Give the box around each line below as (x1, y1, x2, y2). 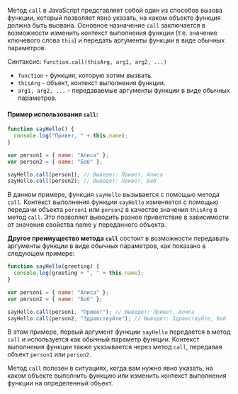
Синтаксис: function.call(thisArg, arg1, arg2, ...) (7, 57, 167, 66)
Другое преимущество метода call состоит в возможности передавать (7, 234, 229, 243)
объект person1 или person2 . (7, 350, 91, 359)
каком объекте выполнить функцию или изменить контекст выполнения (7, 371, 227, 380)
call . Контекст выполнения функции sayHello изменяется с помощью (7, 198, 219, 206)
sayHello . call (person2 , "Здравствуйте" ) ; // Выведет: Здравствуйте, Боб (7, 315, 227, 322)
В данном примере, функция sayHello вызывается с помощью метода (7, 191, 220, 199)
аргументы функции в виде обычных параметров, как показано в (7, 242, 206, 250)
